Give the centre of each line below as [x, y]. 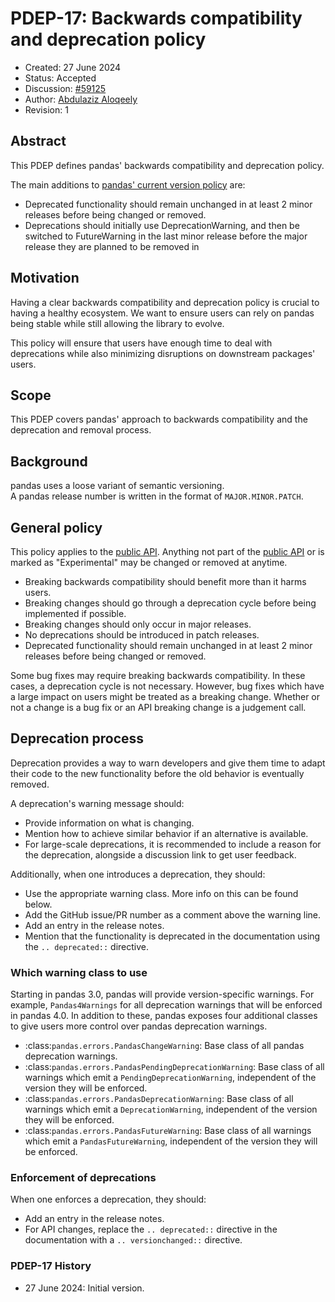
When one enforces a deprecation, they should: [108, 1199]
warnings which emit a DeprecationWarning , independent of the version [171, 1109]
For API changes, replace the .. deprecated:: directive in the [151, 1229]
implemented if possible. [75, 613]
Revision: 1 [46, 109]
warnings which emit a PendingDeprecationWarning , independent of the [170, 1078]
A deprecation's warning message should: [97, 803]
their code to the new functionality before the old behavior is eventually [157, 773]
